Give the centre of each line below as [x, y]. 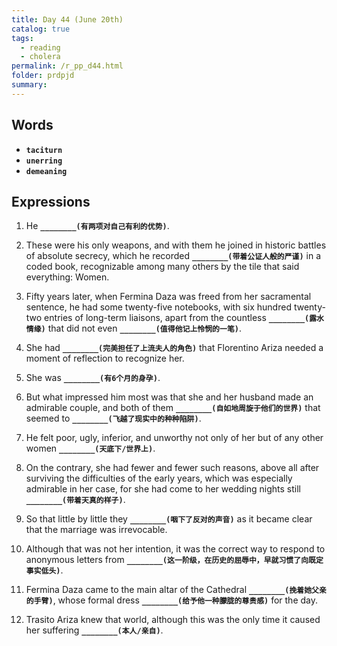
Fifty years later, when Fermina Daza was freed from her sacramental [168, 297]
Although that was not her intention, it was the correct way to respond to [175, 549]
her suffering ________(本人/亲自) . [94, 630]
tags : [22, 38]
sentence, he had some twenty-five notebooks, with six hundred [158, 307]
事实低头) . [44, 570]
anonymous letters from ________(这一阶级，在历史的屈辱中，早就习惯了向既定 [174, 560]
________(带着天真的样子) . [75, 500]
